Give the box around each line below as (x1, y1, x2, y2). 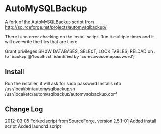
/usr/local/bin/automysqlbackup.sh (5, 86, 76, 92)
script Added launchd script (5, 123, 61, 129)
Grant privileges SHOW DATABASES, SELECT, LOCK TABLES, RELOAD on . (5, 48, 156, 54)
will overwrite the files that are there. (5, 38, 79, 44)
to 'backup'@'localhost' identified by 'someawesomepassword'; (5, 53, 135, 59)
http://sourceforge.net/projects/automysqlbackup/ (5, 24, 107, 30)
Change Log (5, 105, 43, 114)
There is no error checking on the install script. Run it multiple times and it (5, 34, 154, 39)
